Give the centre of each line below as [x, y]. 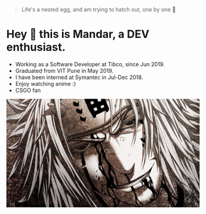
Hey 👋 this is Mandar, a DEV [78, 34]
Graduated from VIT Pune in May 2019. [64, 71]
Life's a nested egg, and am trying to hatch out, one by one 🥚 [98, 10]
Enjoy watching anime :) [46, 83]
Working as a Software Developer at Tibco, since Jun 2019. [90, 64]
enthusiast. [36, 48]
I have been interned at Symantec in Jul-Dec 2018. [79, 77]
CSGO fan [28, 90]
